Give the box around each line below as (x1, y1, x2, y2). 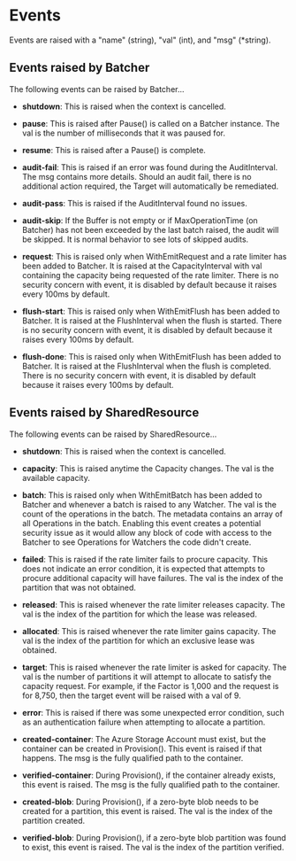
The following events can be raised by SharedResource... (9, 429, 217, 439)
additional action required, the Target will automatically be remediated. (21, 181, 279, 191)
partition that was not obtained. (21, 582, 137, 593)
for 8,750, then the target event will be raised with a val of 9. (21, 690, 241, 701)
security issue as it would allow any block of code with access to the (21, 527, 272, 538)
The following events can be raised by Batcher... (9, 83, 185, 94)
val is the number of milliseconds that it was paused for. (21, 128, 225, 138)
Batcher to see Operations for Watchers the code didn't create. (21, 537, 252, 547)
